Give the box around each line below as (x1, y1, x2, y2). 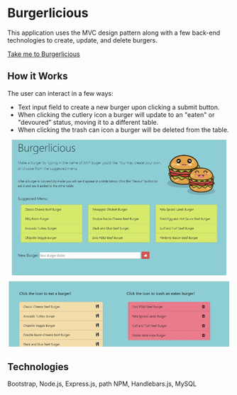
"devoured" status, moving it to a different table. (17, 118, 159, 126)
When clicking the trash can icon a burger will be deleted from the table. (17, 126, 229, 134)
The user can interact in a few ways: (7, 89, 114, 97)
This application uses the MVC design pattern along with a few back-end (7, 28, 221, 37)
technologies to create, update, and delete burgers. (7, 35, 158, 44)
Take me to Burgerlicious (7, 50, 80, 58)
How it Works (7, 70, 68, 82)
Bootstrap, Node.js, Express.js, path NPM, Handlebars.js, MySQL (7, 379, 197, 388)
